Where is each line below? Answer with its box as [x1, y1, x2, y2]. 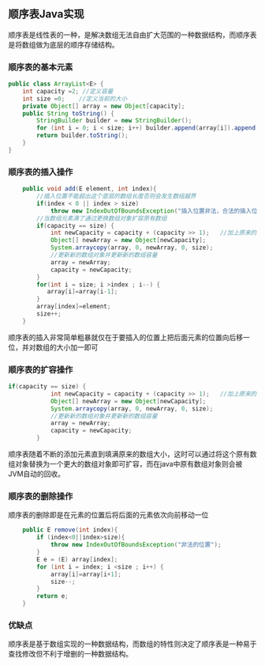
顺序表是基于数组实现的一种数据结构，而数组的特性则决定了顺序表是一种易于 [8, 639, 257, 649]
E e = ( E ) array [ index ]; [36, 555, 118, 563]
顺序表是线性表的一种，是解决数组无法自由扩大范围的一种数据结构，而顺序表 [8, 30, 257, 40]
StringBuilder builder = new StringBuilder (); [36, 117, 192, 125]
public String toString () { [22, 109, 114, 117]
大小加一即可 [56, 342, 99, 352]
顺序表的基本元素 [8, 62, 73, 73]
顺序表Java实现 [8, 7, 84, 21]
